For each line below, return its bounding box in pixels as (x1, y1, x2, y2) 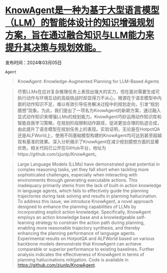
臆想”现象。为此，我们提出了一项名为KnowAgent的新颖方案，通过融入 (17, 107, 161, 113)
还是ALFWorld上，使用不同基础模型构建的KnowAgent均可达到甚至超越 (17, 132, 162, 138)
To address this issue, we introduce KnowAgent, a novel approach (17, 198, 154, 204)
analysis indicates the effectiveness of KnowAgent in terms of (17, 251, 145, 257)
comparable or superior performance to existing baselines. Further (17, 246, 155, 252)
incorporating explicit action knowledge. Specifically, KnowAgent (17, 208, 151, 215)
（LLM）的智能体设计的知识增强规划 (5, 17, 155, 28)
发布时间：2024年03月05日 (5, 59, 62, 65)
